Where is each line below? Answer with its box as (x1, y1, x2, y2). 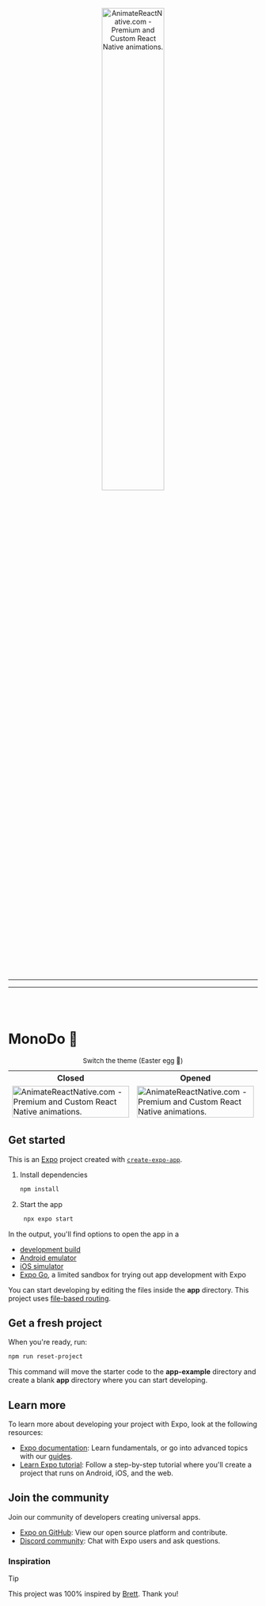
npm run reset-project (8, 1353, 83, 1361)
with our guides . (19, 1452, 73, 1460)
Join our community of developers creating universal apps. (8, 1512, 201, 1521)
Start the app (19, 1199, 63, 1209)
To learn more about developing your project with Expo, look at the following (8, 1419, 257, 1429)
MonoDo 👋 (8, 1030, 78, 1048)
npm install (19, 1185, 59, 1193)
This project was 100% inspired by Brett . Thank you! (8, 1589, 179, 1599)
